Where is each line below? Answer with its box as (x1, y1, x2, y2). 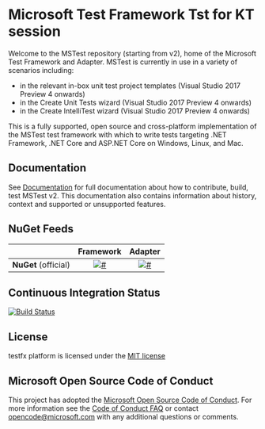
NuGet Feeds (8, 222, 74, 236)
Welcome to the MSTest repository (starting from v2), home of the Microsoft (8, 48, 257, 58)
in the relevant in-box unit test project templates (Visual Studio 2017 (19, 81, 241, 90)
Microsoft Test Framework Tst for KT (8, 6, 255, 24)
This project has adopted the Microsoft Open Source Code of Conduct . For (8, 395, 252, 404)
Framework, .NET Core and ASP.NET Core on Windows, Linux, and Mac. (8, 138, 244, 147)
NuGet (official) (12, 259, 70, 270)
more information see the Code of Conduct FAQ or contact (8, 404, 199, 413)
